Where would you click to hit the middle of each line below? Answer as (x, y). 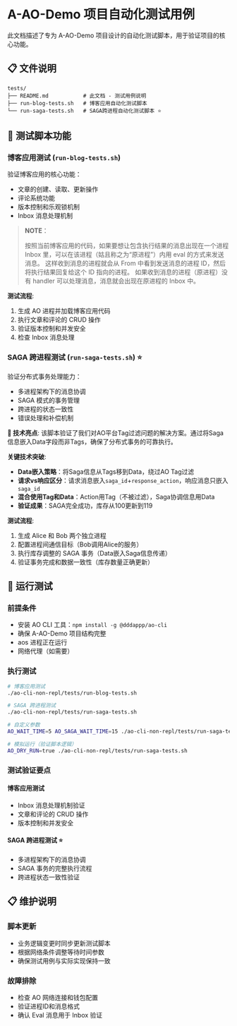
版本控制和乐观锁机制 (48, 207)
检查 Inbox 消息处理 (46, 337)
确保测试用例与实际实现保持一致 (64, 960)
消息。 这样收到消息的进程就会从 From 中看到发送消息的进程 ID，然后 (125, 263)
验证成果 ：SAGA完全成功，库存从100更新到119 (85, 506)
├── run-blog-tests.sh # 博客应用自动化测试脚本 (77, 103)
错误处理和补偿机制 (45, 417)
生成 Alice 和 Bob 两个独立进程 (62, 535)
